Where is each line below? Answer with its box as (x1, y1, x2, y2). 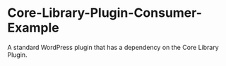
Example (7, 20, 59, 36)
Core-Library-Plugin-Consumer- (7, 5, 203, 21)
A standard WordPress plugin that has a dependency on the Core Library (7, 43, 219, 51)
